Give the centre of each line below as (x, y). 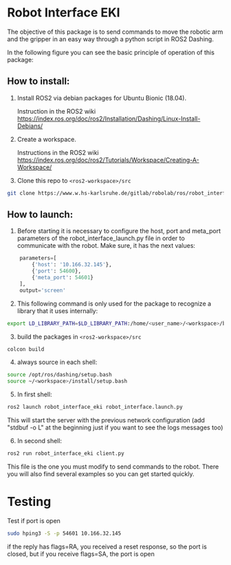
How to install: (38, 82)
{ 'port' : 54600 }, (56, 271)
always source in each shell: (57, 362)
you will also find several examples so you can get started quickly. (101, 473)
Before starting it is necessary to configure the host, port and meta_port (119, 231)
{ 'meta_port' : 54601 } (63, 278)
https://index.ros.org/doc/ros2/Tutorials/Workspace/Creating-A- (108, 160)
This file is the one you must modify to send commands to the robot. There (113, 467)
